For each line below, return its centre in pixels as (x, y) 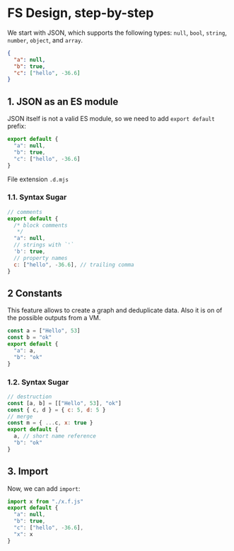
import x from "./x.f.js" (45, 501)
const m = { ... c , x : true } (50, 423)
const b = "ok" (30, 338)
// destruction (30, 397)
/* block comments (41, 225)
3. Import (28, 471)
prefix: (17, 126)
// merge (20, 416)
